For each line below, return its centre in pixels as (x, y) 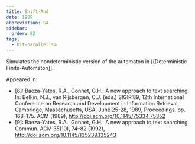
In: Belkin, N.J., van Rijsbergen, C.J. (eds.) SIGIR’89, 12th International (99, 97)
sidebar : (17, 28)
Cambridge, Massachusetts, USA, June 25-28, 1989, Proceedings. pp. (100, 110)
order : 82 (23, 34)
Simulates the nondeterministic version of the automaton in (78, 61)
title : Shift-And (27, 12)
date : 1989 (19, 17)
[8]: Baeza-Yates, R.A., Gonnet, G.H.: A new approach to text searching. (102, 91)
